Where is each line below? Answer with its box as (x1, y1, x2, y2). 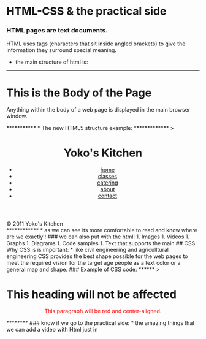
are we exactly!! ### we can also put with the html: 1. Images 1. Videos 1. (6, 233, 190, 240)
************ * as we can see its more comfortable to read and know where (6, 227, 197, 234)
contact (97, 192, 118, 200)
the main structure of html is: (15, 58, 88, 66)
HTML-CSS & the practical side (6, 4, 167, 18)
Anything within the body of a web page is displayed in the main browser (6, 106, 191, 113)
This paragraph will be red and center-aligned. (44, 308, 162, 315)
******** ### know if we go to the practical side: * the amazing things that (6, 319, 195, 327)
